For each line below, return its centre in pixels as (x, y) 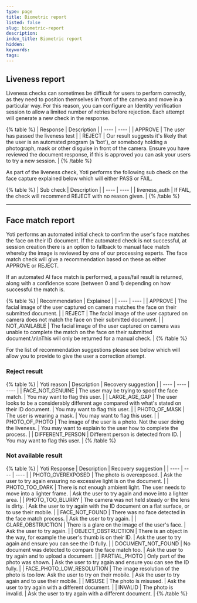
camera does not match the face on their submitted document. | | (85, 320)
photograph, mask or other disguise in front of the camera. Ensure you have (98, 148)
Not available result (34, 455)
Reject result (24, 371)
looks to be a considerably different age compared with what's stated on (94, 403)
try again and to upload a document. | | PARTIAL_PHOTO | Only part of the (96, 556)
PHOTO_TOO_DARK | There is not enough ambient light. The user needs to (96, 487)
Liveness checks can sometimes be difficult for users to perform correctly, (96, 93)
